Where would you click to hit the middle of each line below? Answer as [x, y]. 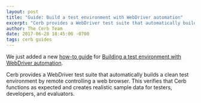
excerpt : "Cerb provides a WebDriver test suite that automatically [93, 23]
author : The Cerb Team [34, 28]
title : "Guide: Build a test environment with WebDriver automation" [95, 17]
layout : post [22, 12]
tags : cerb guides [29, 40]
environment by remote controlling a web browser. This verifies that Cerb [96, 81]
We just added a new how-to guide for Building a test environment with [94, 57]
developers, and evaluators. [40, 94]
